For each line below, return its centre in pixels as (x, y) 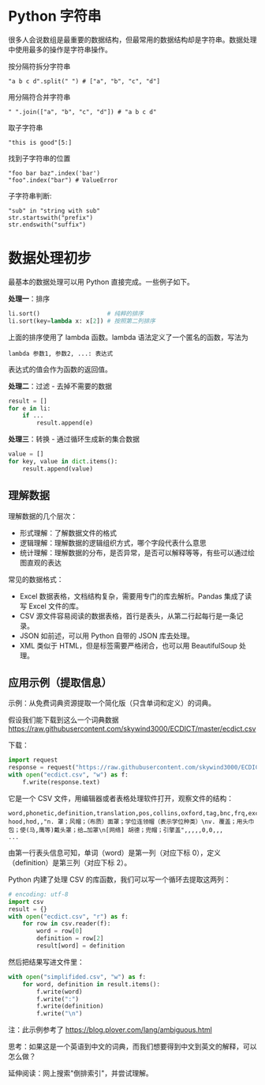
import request (33, 760)
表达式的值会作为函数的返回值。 (60, 369)
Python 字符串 (55, 16)
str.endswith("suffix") (47, 225)
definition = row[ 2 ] (70, 939)
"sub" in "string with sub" (54, 210)
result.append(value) (58, 469)
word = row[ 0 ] (60, 931)
